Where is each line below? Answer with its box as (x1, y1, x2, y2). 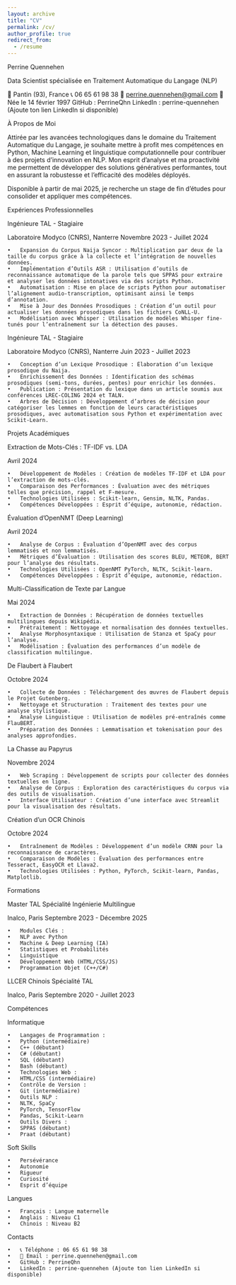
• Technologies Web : (7, 1069, 78, 1076)
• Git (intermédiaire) (7, 1087, 81, 1095)
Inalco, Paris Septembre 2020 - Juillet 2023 (7, 990, 135, 999)
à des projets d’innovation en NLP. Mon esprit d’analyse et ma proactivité (7, 156, 220, 164)
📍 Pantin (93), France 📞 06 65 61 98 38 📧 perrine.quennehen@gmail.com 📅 (7, 90, 224, 98)
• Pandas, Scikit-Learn (7, 1112, 83, 1119)
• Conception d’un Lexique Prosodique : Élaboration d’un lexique (7, 361, 213, 368)
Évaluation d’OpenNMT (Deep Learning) (7, 514, 124, 522)
